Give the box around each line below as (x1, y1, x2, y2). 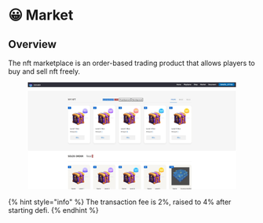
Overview (8, 38, 57, 51)
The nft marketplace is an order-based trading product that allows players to (8, 58, 255, 68)
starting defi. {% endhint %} (8, 205, 100, 214)
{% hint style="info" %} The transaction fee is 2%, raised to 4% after (8, 197, 232, 207)
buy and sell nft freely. (8, 67, 81, 76)
